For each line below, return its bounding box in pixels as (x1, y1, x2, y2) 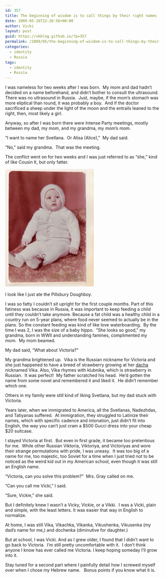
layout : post (5, 29, 32, 34)
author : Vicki (5, 24, 34, 29)
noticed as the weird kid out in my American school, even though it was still (5, 458, 158, 465)
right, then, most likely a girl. (5, 111, 63, 117)
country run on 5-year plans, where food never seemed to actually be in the (5, 317, 159, 322)
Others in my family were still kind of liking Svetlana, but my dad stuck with (5, 392, 157, 398)
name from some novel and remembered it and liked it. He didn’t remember (5, 378, 159, 384)
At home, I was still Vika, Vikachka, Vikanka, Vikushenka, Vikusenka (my (5, 522, 151, 528)
